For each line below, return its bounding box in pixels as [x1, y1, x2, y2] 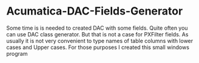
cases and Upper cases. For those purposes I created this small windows [6, 44, 190, 51]
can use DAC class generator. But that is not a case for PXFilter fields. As [6, 30, 189, 38]
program [6, 50, 28, 57]
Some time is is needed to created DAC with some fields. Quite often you [6, 24, 188, 31]
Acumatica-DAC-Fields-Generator [6, 4, 183, 18]
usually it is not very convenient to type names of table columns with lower [6, 37, 194, 44]
